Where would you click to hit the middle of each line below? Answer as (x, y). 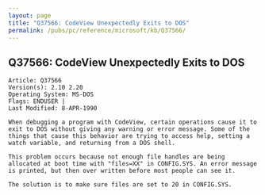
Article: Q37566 (35, 81)
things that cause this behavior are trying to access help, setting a (129, 136)
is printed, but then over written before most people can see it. (122, 171)
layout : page (30, 15)
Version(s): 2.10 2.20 (46, 88)
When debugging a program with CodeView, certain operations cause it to (133, 122)
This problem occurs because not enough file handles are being (117, 157)
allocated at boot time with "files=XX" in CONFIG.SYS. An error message (133, 164)
